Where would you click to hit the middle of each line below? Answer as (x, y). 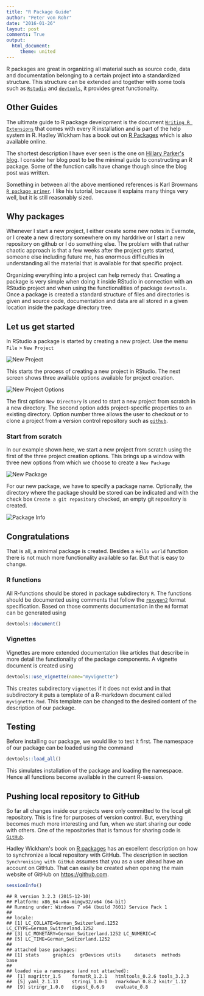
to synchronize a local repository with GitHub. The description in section (97, 855)
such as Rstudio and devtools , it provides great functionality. (83, 88)
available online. (26, 141)
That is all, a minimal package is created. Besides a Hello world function (97, 551)
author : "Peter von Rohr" (39, 18)
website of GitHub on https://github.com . (58, 874)
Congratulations (38, 536)
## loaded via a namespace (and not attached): (68, 971)
